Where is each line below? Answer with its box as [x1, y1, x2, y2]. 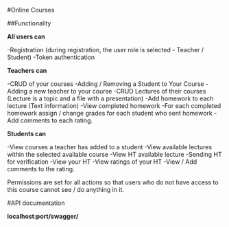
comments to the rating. [7, 165, 75, 173]
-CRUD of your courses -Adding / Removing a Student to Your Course [7, 80, 204, 88]
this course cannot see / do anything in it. [7, 186, 125, 193]
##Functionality [7, 19, 51, 27]
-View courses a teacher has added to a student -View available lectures [7, 143, 213, 151]
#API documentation [7, 199, 65, 207]
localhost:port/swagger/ [7, 213, 79, 220]
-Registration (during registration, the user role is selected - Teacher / [7, 46, 204, 54]
